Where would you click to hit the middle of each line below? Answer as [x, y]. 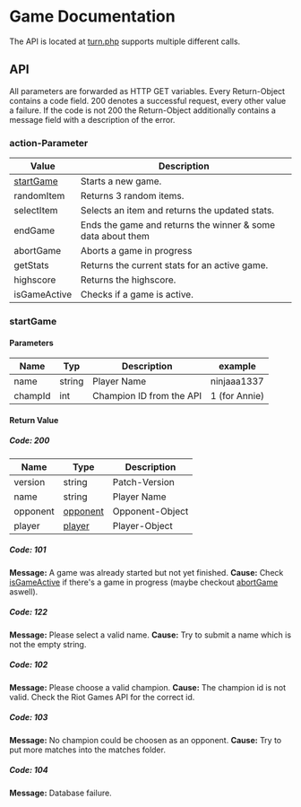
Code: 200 [30, 440]
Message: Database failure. [60, 793]
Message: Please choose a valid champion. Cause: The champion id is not [148, 687]
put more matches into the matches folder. [87, 750]
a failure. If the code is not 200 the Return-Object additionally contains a [142, 110]
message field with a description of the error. [92, 119]
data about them [115, 237]
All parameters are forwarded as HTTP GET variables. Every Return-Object [147, 91]
